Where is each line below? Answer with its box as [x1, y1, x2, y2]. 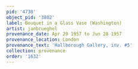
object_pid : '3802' [6, 14, 55, 20]
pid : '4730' [6, 8, 36, 15]
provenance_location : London [6, 37, 79, 43]
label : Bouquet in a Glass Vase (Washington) [6, 20, 122, 26]
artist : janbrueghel [6, 25, 58, 32]
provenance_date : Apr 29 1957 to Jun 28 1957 [6, 31, 122, 37]
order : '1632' [6, 53, 42, 59]
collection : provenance [6, 48, 66, 54]
